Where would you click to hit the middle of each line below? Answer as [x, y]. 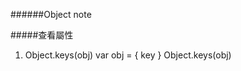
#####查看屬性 [42, 35]
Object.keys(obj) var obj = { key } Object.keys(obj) [128, 55]
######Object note [51, 14]
